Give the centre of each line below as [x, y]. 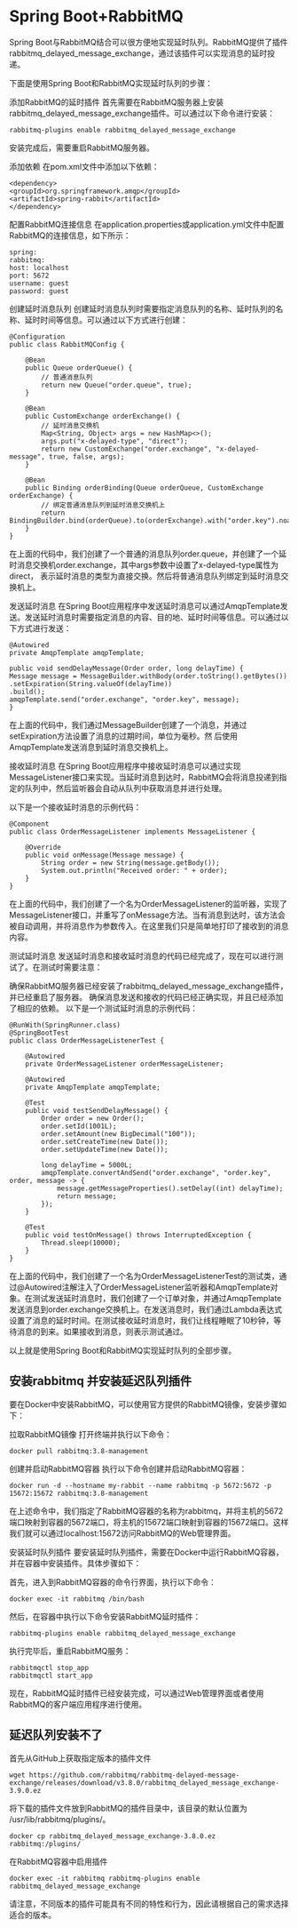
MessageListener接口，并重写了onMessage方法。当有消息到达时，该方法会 [148, 915]
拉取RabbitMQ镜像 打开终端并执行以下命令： [91, 1434]
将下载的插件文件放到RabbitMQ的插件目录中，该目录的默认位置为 [129, 1808]
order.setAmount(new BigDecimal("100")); [119, 1134]
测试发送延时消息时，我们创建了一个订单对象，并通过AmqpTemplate [157, 1298]
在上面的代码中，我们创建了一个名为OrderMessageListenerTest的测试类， [144, 1276]
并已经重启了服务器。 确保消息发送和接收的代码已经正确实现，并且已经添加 [146, 996]
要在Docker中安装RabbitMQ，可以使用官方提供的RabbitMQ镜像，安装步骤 [144, 1404]
